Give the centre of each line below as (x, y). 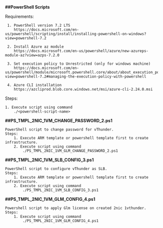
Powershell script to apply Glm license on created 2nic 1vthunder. (76, 208)
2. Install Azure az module (35, 47)
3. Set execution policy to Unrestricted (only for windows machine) (79, 64)
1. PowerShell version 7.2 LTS (39, 25)
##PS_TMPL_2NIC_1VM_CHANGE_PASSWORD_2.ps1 (59, 121)
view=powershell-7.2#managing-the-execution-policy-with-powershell (76, 76)
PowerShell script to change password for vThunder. (59, 130)
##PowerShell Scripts (27, 7)
